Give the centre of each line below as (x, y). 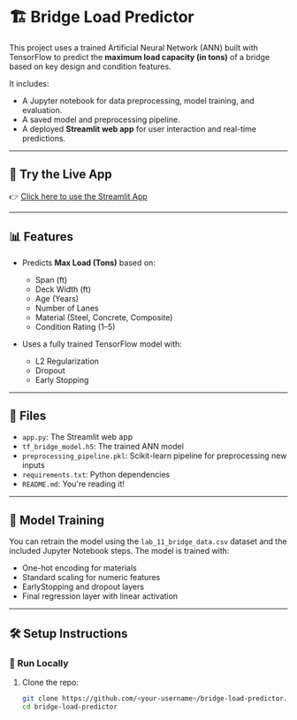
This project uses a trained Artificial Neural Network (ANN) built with (133, 47)
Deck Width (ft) (63, 289)
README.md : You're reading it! (73, 484)
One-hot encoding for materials (79, 568)
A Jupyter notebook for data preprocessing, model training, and (138, 100)
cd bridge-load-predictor (69, 707)
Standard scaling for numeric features (91, 578)
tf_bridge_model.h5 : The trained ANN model (103, 447)
